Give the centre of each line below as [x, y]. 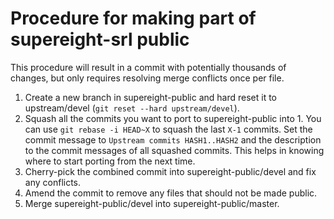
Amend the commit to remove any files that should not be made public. [171, 193]
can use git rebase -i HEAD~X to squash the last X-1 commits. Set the [168, 129]
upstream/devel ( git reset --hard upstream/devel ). [132, 108]
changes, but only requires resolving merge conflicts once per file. [147, 78]
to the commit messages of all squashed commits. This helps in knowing [174, 150]
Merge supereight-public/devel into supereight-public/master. [152, 203]
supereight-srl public [100, 39]
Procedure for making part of [133, 18]
